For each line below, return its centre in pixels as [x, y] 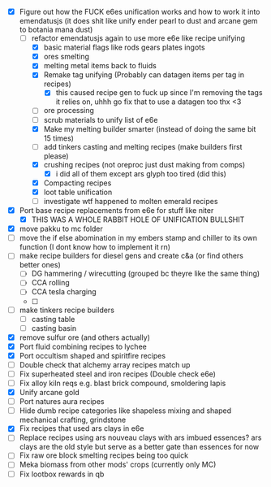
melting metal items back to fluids [100, 66]
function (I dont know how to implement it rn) [95, 247]
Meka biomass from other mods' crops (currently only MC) [118, 465]
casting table [53, 319]
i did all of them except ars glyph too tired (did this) [141, 173]
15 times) [59, 138]
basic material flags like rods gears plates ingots [124, 47]
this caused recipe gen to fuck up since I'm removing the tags [159, 93]
